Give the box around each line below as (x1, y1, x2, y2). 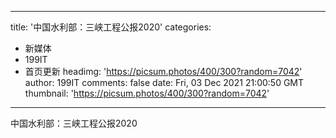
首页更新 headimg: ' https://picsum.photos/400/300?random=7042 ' (24, 66, 303, 77)
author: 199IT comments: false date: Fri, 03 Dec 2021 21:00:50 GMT (24, 77, 305, 88)
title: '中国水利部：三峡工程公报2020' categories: (10, 21, 212, 33)
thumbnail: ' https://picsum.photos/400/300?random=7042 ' (24, 87, 270, 99)
